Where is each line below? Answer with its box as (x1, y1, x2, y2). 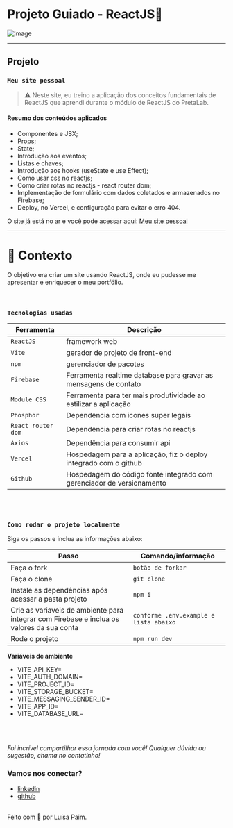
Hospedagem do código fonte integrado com (66, 470, 213, 479)
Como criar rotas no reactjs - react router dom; (17, 181, 152, 190)
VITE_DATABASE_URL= (17, 710, 84, 718)
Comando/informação (140, 552, 215, 561)
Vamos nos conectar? (7, 769, 83, 779)
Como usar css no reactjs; (17, 174, 92, 182)
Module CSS (10, 396, 46, 404)
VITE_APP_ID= (17, 702, 59, 711)
